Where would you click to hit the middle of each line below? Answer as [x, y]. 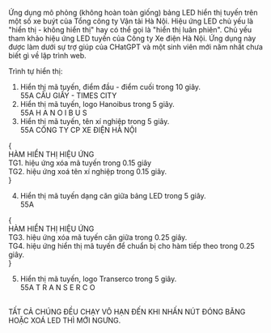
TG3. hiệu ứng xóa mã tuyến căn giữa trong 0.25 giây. [98, 237]
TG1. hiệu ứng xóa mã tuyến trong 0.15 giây [80, 163]
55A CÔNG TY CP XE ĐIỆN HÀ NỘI [78, 130]
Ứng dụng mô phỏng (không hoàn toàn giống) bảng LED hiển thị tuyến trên [133, 13]
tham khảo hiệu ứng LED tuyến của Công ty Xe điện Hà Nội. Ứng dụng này [132, 38]
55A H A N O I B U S [53, 113]
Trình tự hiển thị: [36, 71]
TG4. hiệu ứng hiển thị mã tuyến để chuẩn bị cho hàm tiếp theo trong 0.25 [131, 246]
